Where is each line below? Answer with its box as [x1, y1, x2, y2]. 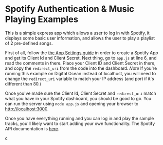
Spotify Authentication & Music [5, 3, 135, 15]
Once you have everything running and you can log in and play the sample [5, 115, 154, 121]
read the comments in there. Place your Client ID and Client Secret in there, [5, 60, 156, 66]
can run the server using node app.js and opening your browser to [5, 101, 139, 106]
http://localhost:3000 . [5, 106, 49, 112]
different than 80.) [5, 81, 41, 86]
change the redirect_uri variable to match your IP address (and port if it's [5, 76, 154, 82]
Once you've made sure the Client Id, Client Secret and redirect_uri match [5, 90, 157, 96]
